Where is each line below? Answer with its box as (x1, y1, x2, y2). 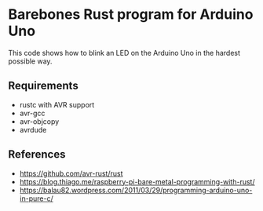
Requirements (8, 79, 79, 93)
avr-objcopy (19, 116, 60, 126)
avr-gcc (19, 108, 46, 118)
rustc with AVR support (19, 100, 95, 109)
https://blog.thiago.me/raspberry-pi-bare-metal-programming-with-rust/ (19, 176, 255, 186)
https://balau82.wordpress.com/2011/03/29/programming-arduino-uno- (19, 185, 253, 195)
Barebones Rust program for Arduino (8, 5, 254, 24)
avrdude (19, 125, 47, 134)
